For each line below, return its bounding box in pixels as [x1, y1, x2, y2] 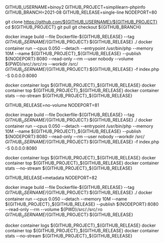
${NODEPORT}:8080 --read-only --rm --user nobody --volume [5, 56, 134, 61]
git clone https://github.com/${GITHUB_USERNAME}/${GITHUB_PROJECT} [5, 19, 158, 25]
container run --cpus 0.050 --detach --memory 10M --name [5, 196, 128, 202]
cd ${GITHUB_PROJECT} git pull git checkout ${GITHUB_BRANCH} [5, 24, 141, 30]
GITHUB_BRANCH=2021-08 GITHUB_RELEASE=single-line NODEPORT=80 [5, 9, 157, 15]
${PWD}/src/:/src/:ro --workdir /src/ [5, 61, 79, 67]
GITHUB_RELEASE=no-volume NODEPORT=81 [5, 102, 99, 108]
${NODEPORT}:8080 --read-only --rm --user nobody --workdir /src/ [5, 134, 145, 140]
